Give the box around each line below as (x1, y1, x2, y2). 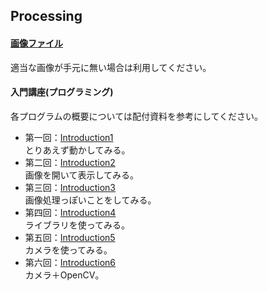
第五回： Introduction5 (24, 231, 116, 243)
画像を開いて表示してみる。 (24, 169, 139, 181)
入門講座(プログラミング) (10, 86, 114, 98)
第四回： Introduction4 (24, 206, 117, 218)
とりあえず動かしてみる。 (24, 144, 131, 156)
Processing (10, 8, 83, 25)
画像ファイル (10, 37, 63, 49)
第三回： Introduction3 (24, 181, 116, 193)
